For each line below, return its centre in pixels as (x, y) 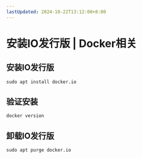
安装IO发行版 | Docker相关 (72, 43)
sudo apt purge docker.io (39, 150)
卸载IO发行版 (30, 136)
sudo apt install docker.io (42, 82)
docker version (25, 116)
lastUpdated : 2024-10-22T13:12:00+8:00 (56, 12)
